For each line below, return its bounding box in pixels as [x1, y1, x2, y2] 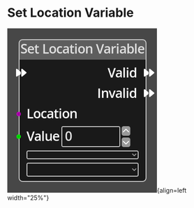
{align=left [156, 186, 187, 194]
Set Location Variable [7, 5, 134, 21]
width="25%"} [7, 193, 50, 202]
